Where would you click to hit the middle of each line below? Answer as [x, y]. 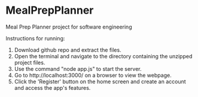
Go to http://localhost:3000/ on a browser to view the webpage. [93, 75]
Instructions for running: [35, 38]
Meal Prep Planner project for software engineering [69, 27]
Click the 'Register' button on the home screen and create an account [100, 82]
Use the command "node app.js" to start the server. [78, 68]
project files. [30, 62]
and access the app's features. [52, 87]
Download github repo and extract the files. [68, 50]
